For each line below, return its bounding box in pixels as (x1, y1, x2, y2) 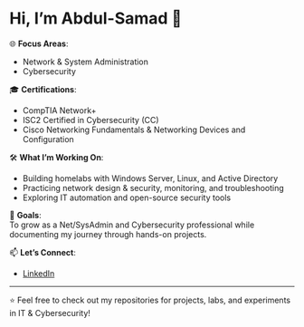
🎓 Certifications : (9, 83, 77, 94)
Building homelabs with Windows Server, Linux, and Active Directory (22, 172, 279, 184)
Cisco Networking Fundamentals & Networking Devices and (22, 124, 246, 135)
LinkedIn (22, 267, 55, 279)
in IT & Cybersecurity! (9, 307, 90, 318)
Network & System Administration (22, 56, 149, 67)
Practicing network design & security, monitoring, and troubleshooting (22, 182, 285, 193)
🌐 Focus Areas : (9, 38, 69, 49)
